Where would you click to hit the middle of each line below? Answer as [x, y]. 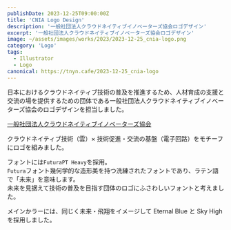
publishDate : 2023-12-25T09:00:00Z [58, 13]
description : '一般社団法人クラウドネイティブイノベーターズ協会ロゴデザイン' [107, 26]
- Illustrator [33, 59]
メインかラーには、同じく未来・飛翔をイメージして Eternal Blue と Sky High [115, 211]
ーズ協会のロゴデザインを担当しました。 [70, 109]
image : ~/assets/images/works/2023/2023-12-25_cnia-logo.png [97, 39]
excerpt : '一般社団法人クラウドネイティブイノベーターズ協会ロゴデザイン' [101, 33]
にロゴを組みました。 [37, 147]
